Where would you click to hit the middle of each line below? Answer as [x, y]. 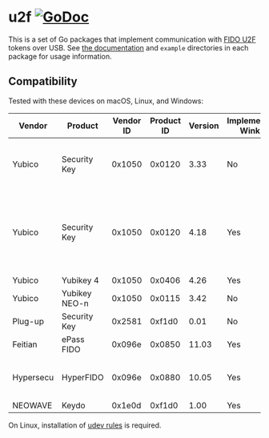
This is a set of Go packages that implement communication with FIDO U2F [132, 39]
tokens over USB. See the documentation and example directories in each [128, 47]
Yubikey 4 [80, 280]
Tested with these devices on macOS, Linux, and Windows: [106, 101]
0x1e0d [126, 405]
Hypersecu [33, 377]
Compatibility [43, 81]
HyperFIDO [82, 377]
